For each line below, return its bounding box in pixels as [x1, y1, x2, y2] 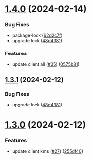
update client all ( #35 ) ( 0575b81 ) [12, 61, 80, 67]
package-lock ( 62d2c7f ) [12, 32, 63, 38]
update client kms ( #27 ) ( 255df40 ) [12, 148, 84, 154]
